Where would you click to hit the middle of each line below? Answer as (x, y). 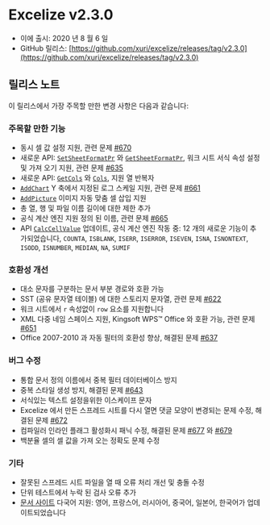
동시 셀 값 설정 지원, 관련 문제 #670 (76, 148)
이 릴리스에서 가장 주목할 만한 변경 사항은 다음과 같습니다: (99, 106)
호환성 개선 (29, 269)
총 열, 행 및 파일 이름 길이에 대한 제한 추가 (85, 208)
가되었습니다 (40, 239)
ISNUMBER (57, 248)
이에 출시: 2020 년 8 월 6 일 (64, 38)
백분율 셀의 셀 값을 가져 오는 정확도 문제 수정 (90, 440)
